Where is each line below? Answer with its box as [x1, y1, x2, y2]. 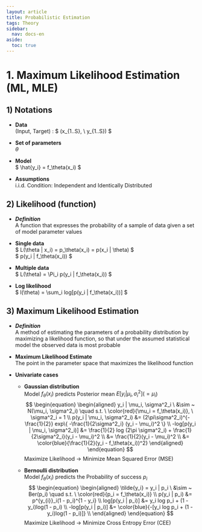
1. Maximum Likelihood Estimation [6, 69, 180, 82]
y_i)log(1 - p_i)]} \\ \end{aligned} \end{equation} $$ [47, 510, 174, 517]
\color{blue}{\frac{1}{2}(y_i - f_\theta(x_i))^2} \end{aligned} [37, 439, 184, 446]
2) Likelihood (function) [6, 199, 96, 210]
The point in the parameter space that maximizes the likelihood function [14, 359, 194, 366]
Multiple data [14, 264, 49, 271]
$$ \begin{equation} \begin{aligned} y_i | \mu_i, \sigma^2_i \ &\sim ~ [25, 401, 195, 408]
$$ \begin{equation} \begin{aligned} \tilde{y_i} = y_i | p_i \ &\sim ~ [28, 484, 192, 491]
